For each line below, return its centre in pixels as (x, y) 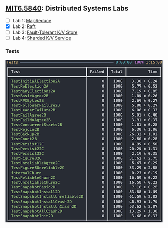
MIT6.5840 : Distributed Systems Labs (67, 8)
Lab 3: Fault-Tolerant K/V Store (45, 32)
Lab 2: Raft (24, 26)
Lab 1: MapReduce (32, 20)
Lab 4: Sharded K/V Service (42, 38)
